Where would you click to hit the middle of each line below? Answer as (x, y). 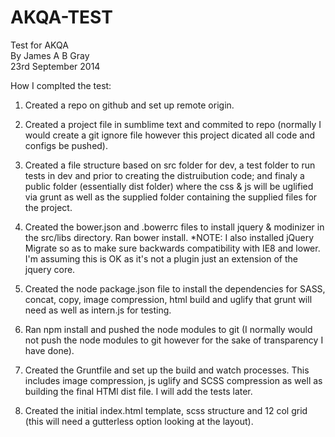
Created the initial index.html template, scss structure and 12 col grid (166, 410)
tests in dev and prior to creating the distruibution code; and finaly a (164, 175)
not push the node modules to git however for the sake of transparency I (174, 340)
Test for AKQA (39, 45)
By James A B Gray (50, 55)
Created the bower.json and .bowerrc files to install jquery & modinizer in (174, 227)
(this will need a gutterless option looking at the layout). (139, 421)
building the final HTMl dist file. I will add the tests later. (138, 391)
